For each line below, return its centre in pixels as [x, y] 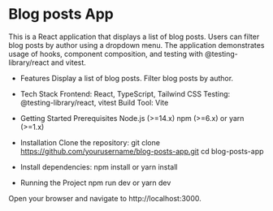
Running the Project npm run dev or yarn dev [95, 183]
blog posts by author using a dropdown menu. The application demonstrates [136, 45]
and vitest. [69, 62]
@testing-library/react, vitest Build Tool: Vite [94, 102]
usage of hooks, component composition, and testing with [106, 54]
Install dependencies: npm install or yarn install [99, 166]
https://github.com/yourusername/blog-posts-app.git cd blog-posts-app [142, 151]
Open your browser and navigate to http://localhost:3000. [105, 198]
